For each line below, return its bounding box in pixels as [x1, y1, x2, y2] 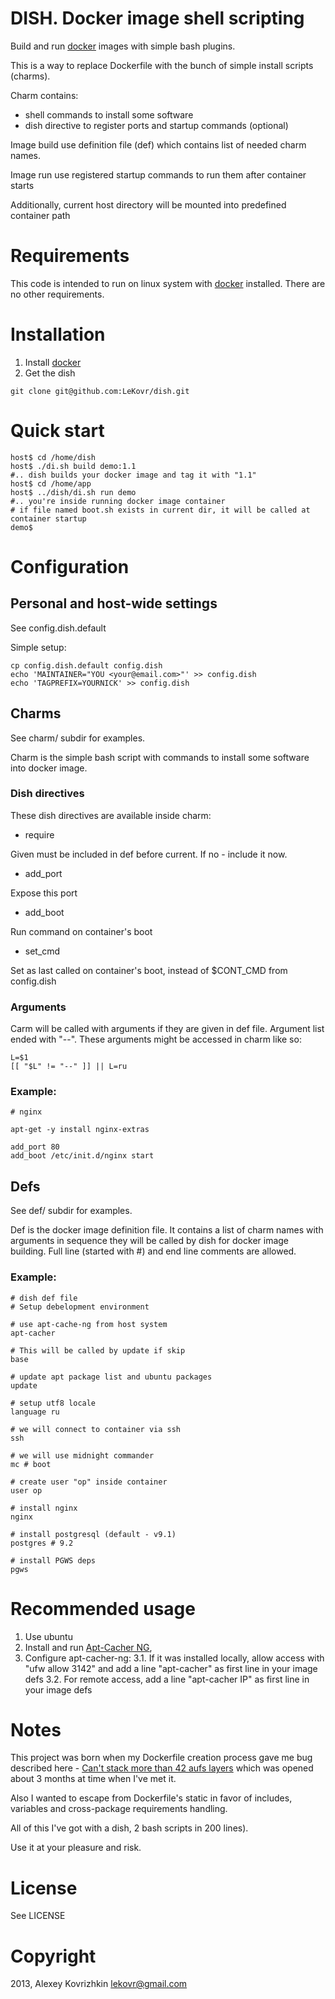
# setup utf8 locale [10, 1398, 97, 1408]
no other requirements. [10, 288, 105, 300]
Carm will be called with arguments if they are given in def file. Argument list [10, 1023, 325, 1035]
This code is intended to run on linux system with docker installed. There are [10, 277, 326, 289]
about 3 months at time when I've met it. [10, 1773, 177, 1785]
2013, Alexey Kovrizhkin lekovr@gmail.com [10, 1978, 188, 1990]
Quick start [10, 420, 105, 442]
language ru [10, 1407, 60, 1417]
